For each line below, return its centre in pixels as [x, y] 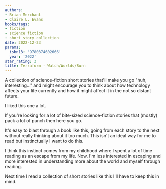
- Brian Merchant [23, 15]
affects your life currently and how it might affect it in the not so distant [78, 91]
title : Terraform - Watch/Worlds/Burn [45, 66]
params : [13, 47]
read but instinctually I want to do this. [44, 141]
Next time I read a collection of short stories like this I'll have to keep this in [82, 176]
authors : [14, 10]
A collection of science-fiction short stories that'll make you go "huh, [76, 80]
